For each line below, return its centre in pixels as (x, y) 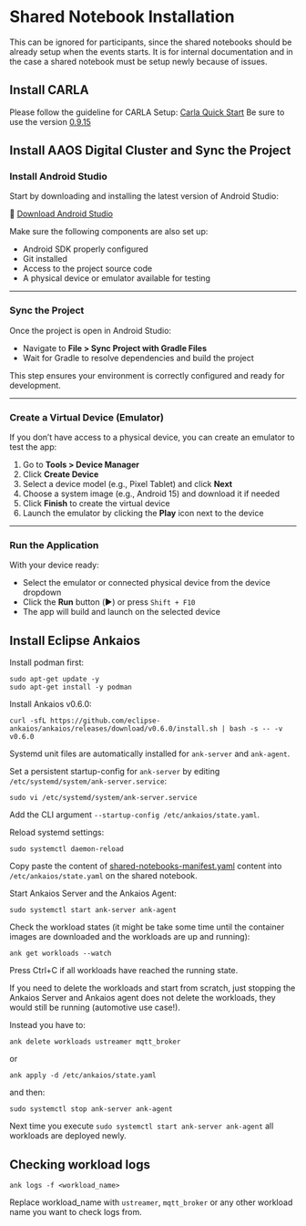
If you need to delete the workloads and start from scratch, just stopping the (153, 988)
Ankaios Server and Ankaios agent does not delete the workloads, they (143, 998)
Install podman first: (47, 662)
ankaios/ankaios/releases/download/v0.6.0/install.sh (114, 729)
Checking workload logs (80, 1164)
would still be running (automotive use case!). (95, 1008)
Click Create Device (61, 474)
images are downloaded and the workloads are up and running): (130, 937)
